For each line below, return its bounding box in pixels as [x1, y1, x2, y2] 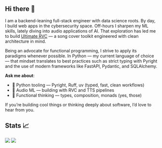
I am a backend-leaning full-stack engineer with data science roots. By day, [5, 17, 156, 23]
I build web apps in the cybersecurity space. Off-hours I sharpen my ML [5, 23, 148, 29]
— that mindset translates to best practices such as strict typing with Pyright [5, 58, 158, 64]
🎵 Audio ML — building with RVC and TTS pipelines [12, 87, 115, 93]
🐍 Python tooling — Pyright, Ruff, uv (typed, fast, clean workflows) [12, 82, 145, 88]
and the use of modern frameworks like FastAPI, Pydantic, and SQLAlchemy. [5, 63, 158, 69]
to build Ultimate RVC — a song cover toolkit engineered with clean [5, 33, 139, 39]
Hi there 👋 [5, 5, 35, 13]
